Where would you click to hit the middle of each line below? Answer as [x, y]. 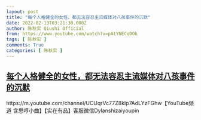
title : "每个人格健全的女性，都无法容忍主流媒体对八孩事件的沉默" [78, 17]
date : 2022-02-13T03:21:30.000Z [46, 23]
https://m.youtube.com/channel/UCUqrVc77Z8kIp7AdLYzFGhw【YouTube [98, 103]
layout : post [22, 12]
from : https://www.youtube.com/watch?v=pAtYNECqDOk [72, 34]
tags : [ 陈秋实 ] [26, 39]
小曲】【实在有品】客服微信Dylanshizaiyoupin [84, 110]
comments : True [25, 45]
